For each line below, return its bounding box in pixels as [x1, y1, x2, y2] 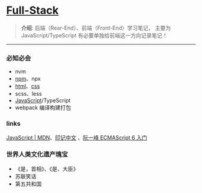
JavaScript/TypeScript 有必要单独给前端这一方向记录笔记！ [20, 31, 168, 39]
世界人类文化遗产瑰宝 [6, 150, 68, 159]
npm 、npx [14, 75, 41, 82]
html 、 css [14, 82, 40, 90]
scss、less [14, 90, 42, 97]
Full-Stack [6, 4, 59, 17]
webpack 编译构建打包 [14, 104, 71, 111]
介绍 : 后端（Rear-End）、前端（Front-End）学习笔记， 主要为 [20, 24, 171, 31]
